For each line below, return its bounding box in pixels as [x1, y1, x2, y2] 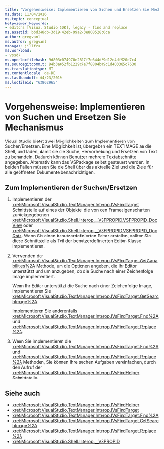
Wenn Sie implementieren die [12, 338, 72, 344]
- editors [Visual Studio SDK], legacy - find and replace [5, 25, 128, 30]
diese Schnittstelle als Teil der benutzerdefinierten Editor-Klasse [12, 238, 142, 244]
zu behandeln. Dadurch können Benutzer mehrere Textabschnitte [5, 154, 137, 160]
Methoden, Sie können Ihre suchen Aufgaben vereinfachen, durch [23, 359, 156, 365]
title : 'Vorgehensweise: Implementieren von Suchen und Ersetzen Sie [5, 7, 150, 12]
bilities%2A [12, 263, 36, 269]
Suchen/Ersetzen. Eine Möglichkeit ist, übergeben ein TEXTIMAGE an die [5, 143, 152, 149]
